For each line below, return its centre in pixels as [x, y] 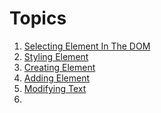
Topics [38, 18]
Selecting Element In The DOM [87, 46]
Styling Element [56, 56]
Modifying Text [55, 88]
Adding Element [57, 78]
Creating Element [59, 67]
